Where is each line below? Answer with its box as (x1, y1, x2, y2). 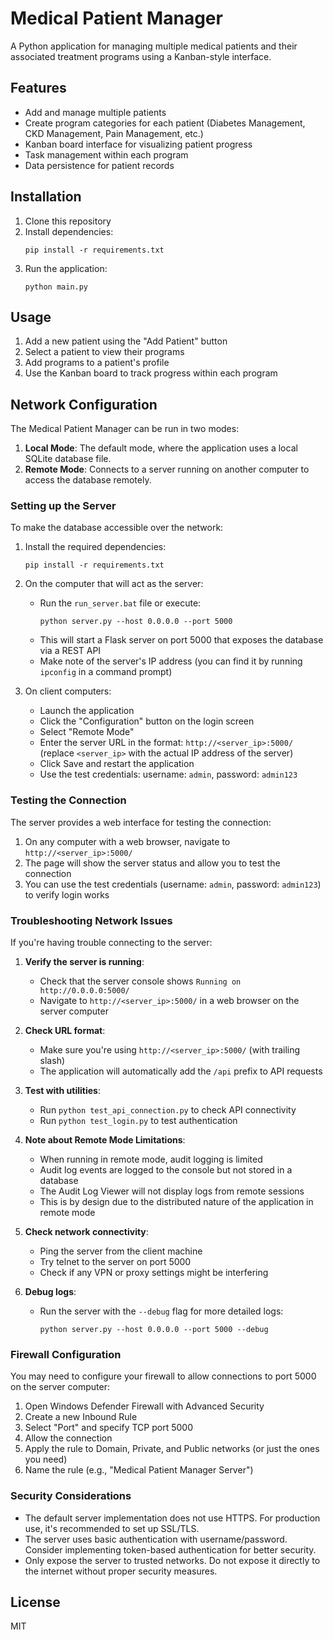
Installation (10, 188, 82, 206)
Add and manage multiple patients (24, 106, 167, 118)
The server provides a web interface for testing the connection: (10, 816, 272, 828)
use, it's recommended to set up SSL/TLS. (24, 1522, 200, 1534)
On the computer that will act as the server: (24, 578, 204, 590)
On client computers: (24, 685, 112, 697)
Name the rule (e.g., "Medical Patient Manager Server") (24, 1464, 254, 1476)
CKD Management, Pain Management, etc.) (24, 127, 204, 139)
